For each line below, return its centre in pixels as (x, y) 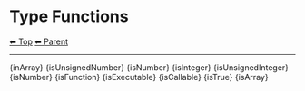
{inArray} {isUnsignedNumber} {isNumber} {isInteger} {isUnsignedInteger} (149, 67)
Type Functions (69, 17)
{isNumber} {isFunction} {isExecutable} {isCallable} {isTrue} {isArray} (139, 77)
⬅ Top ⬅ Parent (39, 41)
